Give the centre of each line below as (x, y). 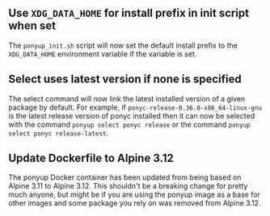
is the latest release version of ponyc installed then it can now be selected (132, 115)
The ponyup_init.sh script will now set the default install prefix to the (123, 45)
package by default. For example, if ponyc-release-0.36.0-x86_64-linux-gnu (135, 107)
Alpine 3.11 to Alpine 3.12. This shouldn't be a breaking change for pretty (128, 186)
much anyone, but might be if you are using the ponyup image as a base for (135, 195)
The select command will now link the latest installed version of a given (127, 98)
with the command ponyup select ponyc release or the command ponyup (129, 124)
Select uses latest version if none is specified (125, 79)
